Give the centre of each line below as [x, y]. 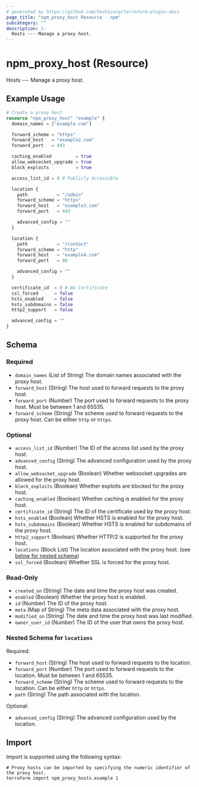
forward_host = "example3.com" [58, 206]
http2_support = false [42, 310]
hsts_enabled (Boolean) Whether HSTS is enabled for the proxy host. [99, 517]
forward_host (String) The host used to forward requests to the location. [103, 662]
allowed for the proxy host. [48, 479]
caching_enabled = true [52, 157]
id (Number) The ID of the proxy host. [61, 604]
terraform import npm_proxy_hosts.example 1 [62, 778]
